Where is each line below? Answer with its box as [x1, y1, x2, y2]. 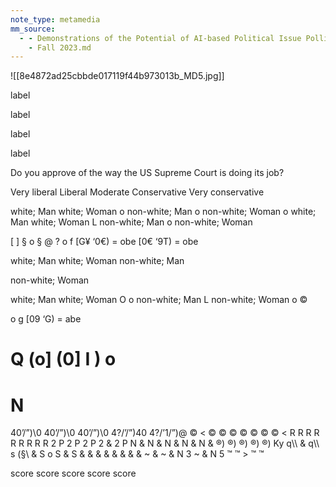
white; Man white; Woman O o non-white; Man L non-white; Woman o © [10, 294, 308, 306]
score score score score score [10, 467, 137, 480]
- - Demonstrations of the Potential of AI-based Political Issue [19, 33, 302, 43]
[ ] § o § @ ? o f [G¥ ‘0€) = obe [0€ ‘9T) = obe [10, 236, 199, 248]
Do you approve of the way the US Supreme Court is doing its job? [10, 167, 285, 179]
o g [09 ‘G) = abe [10, 313, 82, 325]
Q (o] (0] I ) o [10, 348, 117, 371]
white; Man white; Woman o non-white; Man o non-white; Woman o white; [10, 206, 317, 218]
